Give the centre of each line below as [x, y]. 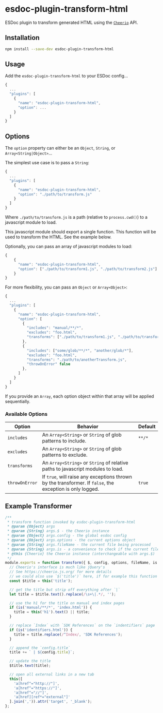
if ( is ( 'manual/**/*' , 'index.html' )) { [51, 608]
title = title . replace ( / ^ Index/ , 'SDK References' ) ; [68, 635]
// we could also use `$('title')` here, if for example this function [83, 577]
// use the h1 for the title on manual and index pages [67, 603]
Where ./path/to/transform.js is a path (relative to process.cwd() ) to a [76, 217]
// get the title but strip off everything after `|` [65, 590]
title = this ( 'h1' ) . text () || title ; [52, 612]
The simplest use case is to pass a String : [47, 163]
